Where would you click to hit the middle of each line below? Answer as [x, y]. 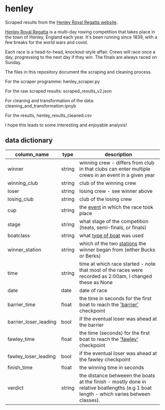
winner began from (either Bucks [117, 250]
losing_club [21, 199]
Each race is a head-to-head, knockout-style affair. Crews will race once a [80, 52]
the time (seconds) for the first [115, 333]
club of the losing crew [106, 199]
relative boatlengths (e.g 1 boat [116, 388]
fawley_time [21, 339]
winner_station [25, 250]
